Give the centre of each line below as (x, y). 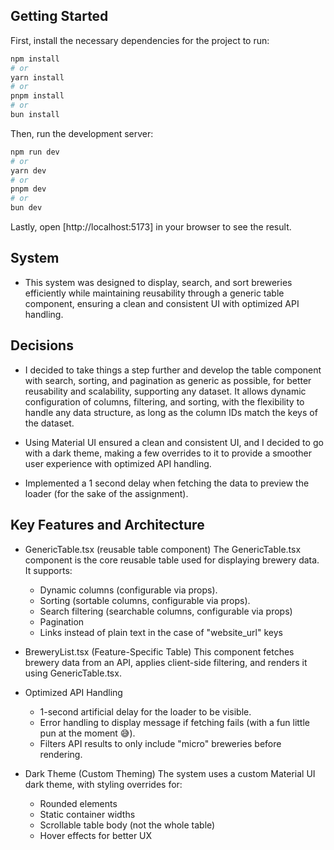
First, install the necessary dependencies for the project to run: (140, 40)
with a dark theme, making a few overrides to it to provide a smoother (168, 453)
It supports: (48, 570)
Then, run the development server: (82, 133)
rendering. (61, 754)
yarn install (37, 77)
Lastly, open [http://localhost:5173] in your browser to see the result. (151, 227)
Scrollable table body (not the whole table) (127, 825)
